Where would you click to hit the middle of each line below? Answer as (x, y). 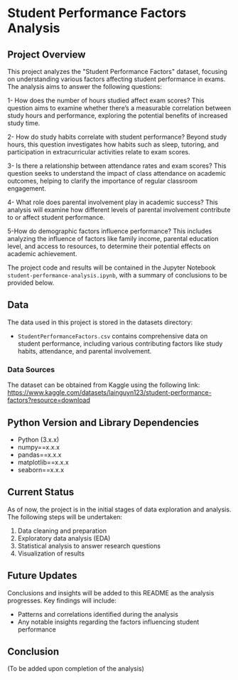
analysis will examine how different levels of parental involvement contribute (119, 210)
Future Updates (42, 576)
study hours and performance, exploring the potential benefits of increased (118, 116)
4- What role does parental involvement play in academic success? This (113, 202)
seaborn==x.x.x (41, 469)
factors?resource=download (49, 400)
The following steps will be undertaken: (65, 516)
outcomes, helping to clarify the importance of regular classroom (102, 181)
